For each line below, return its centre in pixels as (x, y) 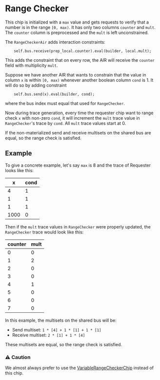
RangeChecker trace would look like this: (44, 232)
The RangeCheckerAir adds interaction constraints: (55, 42)
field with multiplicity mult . (31, 65)
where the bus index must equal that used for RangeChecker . (65, 103)
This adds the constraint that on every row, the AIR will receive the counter (80, 60)
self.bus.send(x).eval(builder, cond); (54, 94)
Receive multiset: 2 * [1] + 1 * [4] (49, 335)
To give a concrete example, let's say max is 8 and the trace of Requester (78, 165)
